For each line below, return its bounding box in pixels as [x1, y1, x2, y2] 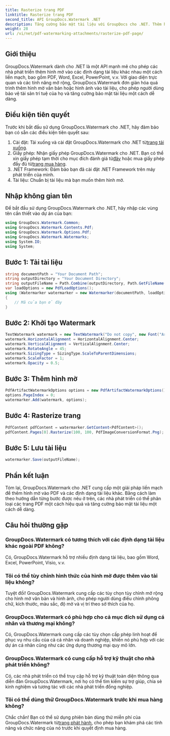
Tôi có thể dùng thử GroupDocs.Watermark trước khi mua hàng [5, 696, 163, 703]
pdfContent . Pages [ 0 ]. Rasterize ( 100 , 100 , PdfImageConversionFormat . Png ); [5, 430, 164, 435]
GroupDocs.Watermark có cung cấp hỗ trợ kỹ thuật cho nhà [5, 655, 155, 662]
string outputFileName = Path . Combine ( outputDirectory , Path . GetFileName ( [5, 281, 166, 286]
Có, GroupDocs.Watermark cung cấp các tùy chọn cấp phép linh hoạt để [5, 631, 157, 637]
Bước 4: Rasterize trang [5, 411, 81, 420]
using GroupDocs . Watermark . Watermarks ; [5, 235, 90, 240]
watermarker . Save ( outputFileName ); [5, 457, 80, 462]
